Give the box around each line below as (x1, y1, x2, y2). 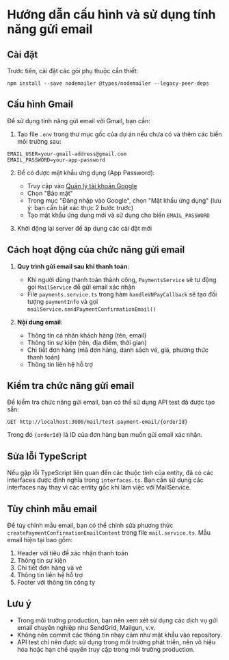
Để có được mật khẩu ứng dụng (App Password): (16, 168, 155, 177)
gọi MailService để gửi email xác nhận (27, 283, 135, 291)
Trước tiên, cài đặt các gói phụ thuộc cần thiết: (7, 67, 139, 75)
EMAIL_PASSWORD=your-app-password (7, 156, 106, 164)
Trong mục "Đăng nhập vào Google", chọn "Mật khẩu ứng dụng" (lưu (27, 196, 221, 205)
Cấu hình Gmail (7, 99, 74, 110)
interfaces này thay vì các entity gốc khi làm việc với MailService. (7, 483, 191, 492)
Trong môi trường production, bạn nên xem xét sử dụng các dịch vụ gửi (16, 616, 218, 624)
